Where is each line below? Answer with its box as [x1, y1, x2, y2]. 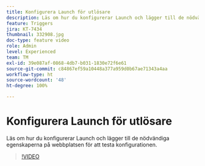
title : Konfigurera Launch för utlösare [6, 9, 111, 15]
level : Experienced [6, 49, 56, 55]
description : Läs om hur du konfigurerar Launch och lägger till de [6, 15, 184, 21]
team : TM [6, 54, 29, 60]
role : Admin [6, 43, 37, 49]
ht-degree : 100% [6, 83, 48, 89]
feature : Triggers [6, 20, 53, 26]
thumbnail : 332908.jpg [6, 32, 64, 38]
